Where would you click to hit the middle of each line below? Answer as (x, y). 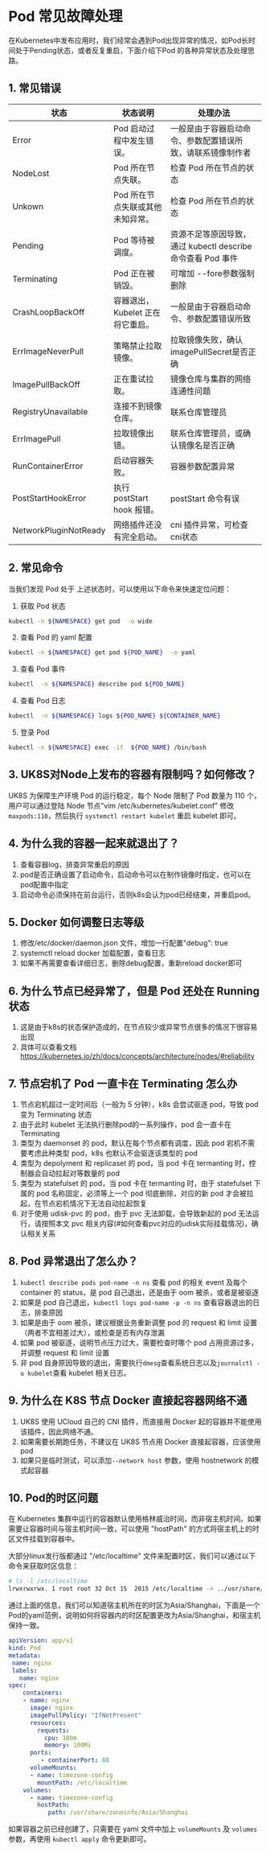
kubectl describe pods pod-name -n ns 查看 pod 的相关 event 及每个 (133, 1282)
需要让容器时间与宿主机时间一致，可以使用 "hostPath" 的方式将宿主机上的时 (134, 1529)
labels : (25, 1670)
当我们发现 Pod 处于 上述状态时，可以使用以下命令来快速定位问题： (120, 589)
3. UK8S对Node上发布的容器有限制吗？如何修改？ (133, 774)
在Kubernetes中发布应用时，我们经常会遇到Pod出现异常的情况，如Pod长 (129, 40)
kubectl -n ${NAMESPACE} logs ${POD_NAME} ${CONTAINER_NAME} (115, 716)
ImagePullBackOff (46, 385)
